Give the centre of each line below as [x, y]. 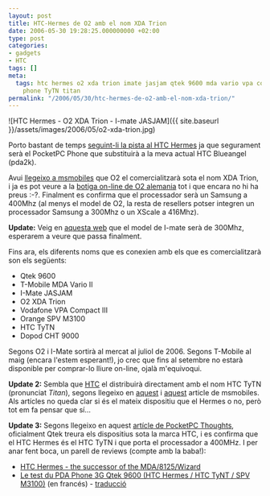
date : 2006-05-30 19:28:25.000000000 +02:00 [84, 31]
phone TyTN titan [52, 91]
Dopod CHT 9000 [49, 336]
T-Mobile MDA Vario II [57, 285]
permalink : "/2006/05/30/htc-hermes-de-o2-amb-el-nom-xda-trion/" [122, 98]
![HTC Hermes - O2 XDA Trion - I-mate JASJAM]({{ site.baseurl [114, 121]
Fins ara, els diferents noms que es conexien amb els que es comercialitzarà [135, 252]
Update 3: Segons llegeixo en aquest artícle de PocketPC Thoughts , [121, 426]
